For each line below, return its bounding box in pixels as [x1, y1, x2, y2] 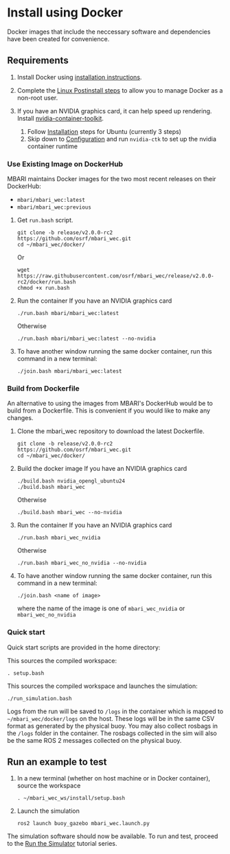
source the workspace [16, 781, 81, 790]
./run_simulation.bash [7, 695, 72, 702]
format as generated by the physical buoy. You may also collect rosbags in [7, 722, 218, 730]
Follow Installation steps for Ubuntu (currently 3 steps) [27, 127, 182, 135]
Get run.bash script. [16, 216, 73, 224]
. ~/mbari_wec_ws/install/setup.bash [16, 795, 126, 802]
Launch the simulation [16, 807, 80, 815]
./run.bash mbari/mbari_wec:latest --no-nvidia [16, 335, 156, 343]
